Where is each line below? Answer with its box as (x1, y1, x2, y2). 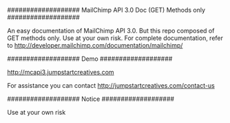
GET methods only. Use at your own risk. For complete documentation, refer (7, 34, 224, 42)
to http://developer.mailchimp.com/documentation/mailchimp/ (7, 41, 183, 49)
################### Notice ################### (7, 95, 174, 103)
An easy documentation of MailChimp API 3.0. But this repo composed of (7, 27, 215, 35)
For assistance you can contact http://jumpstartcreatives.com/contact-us (7, 82, 215, 89)
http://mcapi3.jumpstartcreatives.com (7, 68, 115, 76)
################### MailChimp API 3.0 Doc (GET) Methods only (7, 6, 205, 14)
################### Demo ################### (7, 55, 173, 63)
